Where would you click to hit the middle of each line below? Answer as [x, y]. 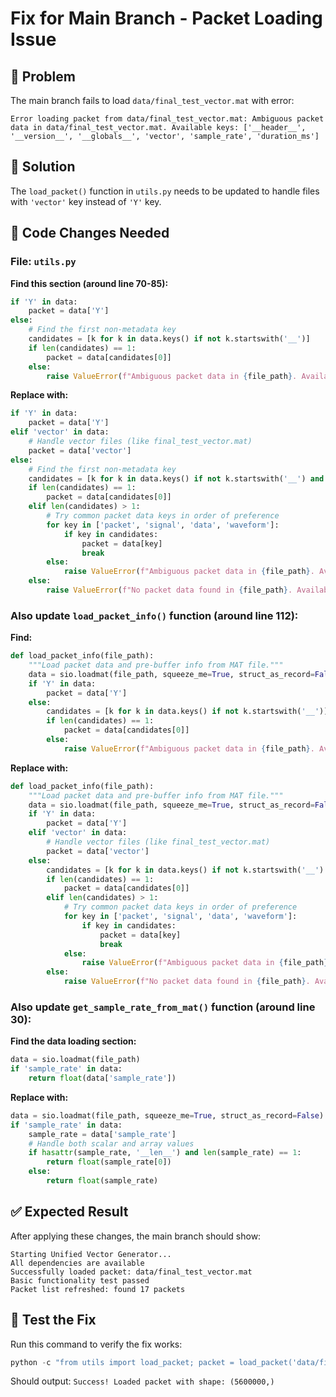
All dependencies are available [77, 1263]
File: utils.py [43, 262]
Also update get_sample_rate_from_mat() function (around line [163, 1007]
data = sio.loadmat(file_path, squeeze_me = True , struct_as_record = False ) [167, 1115]
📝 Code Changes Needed [90, 233]
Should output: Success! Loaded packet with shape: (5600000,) [142, 1381]
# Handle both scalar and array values [111, 1143]
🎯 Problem [43, 76]
